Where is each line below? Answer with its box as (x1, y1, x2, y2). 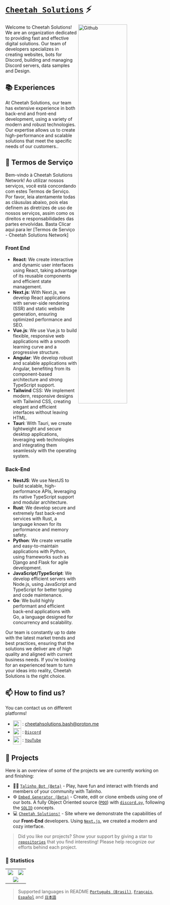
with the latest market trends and (5, 635, 75, 641)
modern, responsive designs (12, 393, 73, 399)
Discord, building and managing (5, 57, 73, 63)
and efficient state (12, 278, 51, 284)
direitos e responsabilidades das (5, 215, 74, 221)
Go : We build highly (12, 598, 55, 604)
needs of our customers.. (5, 143, 59, 149)
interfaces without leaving (12, 409, 68, 415)
